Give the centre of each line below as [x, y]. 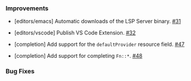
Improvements [27, 8]
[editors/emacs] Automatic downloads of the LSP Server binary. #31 [97, 21]
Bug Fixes [20, 71]
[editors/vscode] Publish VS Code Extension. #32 [75, 33]
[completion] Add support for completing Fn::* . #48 [78, 56]
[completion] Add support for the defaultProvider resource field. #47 [99, 44]
